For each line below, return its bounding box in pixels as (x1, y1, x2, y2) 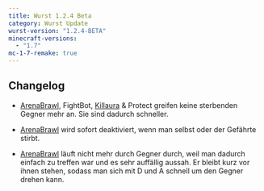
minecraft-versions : (8, 34, 78, 43)
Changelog (8, 79, 65, 93)
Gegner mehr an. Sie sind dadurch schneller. (19, 109, 169, 118)
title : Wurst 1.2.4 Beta (8, 11, 92, 20)
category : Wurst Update (8, 19, 89, 27)
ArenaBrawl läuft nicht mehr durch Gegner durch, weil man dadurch (19, 148, 246, 158)
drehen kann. (19, 174, 65, 184)
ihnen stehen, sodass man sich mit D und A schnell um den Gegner (19, 166, 244, 176)
